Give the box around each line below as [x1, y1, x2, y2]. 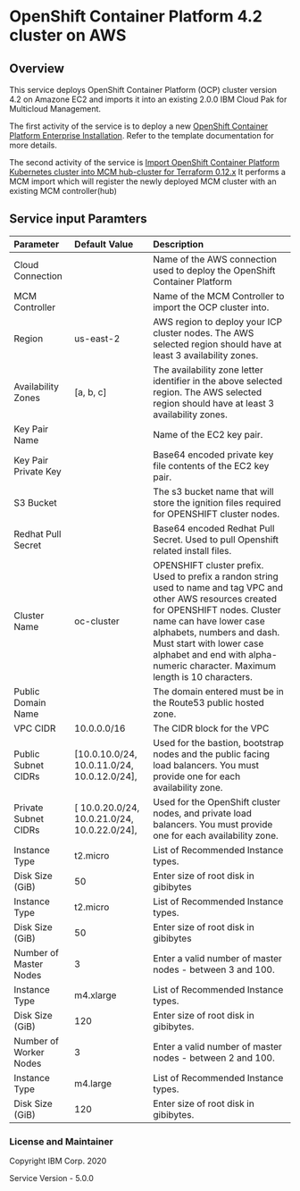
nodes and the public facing [153, 748, 271, 760]
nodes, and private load [153, 807, 253, 819]
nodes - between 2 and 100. [153, 1052, 275, 1064]
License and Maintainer [9, 1135, 113, 1147]
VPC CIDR [13, 722, 56, 734]
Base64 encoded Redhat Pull [153, 522, 275, 534]
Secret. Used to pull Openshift [153, 533, 279, 546]
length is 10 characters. [153, 670, 253, 683]
